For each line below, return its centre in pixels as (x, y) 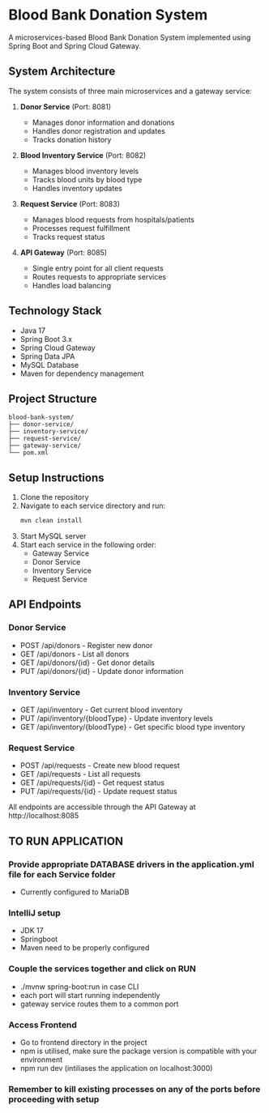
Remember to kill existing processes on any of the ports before (134, 1089)
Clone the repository (54, 497)
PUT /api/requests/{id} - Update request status (98, 791)
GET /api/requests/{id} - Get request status (92, 783)
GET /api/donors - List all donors (75, 654)
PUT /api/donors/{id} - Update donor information (102, 671)
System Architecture (62, 72)
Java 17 (33, 330)
